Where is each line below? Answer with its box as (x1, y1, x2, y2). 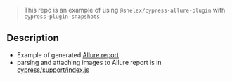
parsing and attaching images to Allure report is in (16, 58, 162, 66)
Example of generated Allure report (16, 50, 120, 59)
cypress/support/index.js (16, 66, 89, 74)
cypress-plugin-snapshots (23, 13, 100, 20)
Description (6, 32, 59, 44)
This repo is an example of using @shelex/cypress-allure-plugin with (23, 6, 226, 14)
